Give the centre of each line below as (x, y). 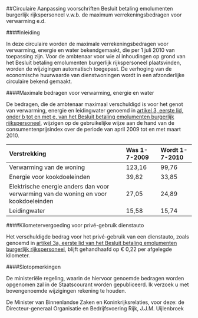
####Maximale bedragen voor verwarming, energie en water (80, 93)
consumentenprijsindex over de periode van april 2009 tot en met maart (94, 129)
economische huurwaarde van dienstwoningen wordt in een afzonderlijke (95, 75)
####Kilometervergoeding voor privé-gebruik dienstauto (75, 225)
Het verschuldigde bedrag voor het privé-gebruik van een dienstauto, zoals (98, 237)
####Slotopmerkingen (33, 267)
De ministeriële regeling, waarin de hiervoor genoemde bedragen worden (95, 278)
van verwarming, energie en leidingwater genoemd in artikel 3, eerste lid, (95, 110)
